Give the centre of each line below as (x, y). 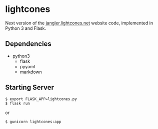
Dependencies (28, 44)
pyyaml (27, 66)
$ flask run (17, 103)
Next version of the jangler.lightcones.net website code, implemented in (79, 23)
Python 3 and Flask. (26, 28)
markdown (31, 72)
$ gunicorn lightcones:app (33, 122)
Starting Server (29, 87)
